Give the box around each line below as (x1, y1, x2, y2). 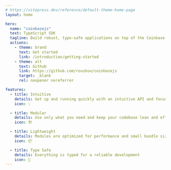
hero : (5, 21, 17, 26)
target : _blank (18, 73, 51, 79)
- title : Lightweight (10, 129, 56, 134)
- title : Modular (10, 110, 47, 116)
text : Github (18, 64, 47, 69)
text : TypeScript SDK (10, 31, 56, 36)
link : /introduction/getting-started (18, 54, 99, 59)
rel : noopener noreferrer (18, 78, 74, 83)
